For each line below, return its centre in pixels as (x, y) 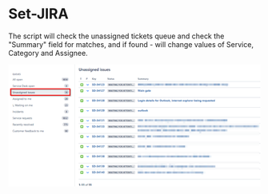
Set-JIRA (39, 14)
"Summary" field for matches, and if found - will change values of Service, (131, 44)
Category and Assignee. (48, 53)
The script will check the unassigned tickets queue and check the (116, 36)
